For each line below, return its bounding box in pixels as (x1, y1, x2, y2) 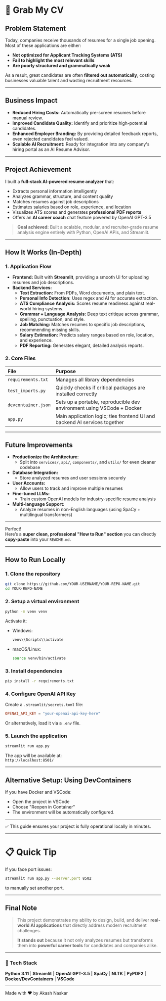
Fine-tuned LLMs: (12, 491, 50, 497)
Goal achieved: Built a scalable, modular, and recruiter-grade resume (17, 224, 159, 230)
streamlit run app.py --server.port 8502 (5, 876, 92, 881)
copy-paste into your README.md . (5, 536, 71, 542)
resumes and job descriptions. (12, 280, 74, 286)
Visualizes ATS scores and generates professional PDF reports (12, 209, 142, 215)
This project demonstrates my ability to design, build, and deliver (17, 917, 150, 923)
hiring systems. (32, 306, 64, 312)
